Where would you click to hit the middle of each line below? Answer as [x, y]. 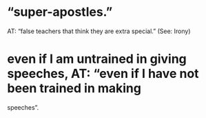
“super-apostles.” [60, 12]
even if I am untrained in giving [97, 59]
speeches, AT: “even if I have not [103, 74]
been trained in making [74, 89]
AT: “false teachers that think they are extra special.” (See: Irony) [99, 31]
